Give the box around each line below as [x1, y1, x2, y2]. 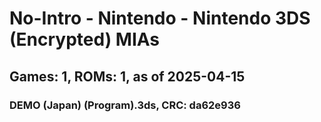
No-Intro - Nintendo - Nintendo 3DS [9, 7, 311, 30]
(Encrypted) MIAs [9, 28, 161, 51]
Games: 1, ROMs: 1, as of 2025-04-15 [9, 68, 246, 85]
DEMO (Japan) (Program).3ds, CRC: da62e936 [9, 98, 241, 112]
